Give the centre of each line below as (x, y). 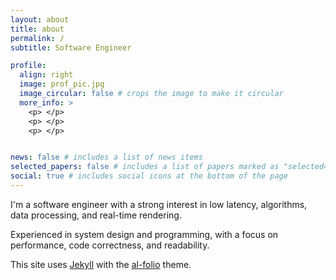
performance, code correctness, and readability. (110, 245)
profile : (28, 66)
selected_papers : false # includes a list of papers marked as (145, 167)
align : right (46, 75)
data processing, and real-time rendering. (96, 215)
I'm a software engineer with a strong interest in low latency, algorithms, (159, 204)
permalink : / (37, 38)
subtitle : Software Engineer (71, 47)
